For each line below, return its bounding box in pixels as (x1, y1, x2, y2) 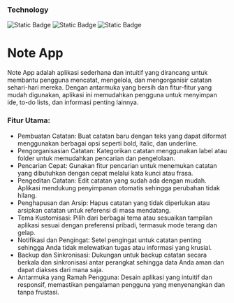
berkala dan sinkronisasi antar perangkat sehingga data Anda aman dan (17, 258, 225, 267)
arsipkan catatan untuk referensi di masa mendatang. (17, 206, 171, 214)
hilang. (17, 191, 37, 199)
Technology (7, 5, 49, 15)
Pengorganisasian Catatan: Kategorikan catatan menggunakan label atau (17, 146, 228, 155)
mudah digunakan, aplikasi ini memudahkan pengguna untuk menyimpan (7, 91, 218, 99)
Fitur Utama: (7, 115, 51, 125)
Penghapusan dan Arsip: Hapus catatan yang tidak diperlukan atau (17, 198, 210, 207)
